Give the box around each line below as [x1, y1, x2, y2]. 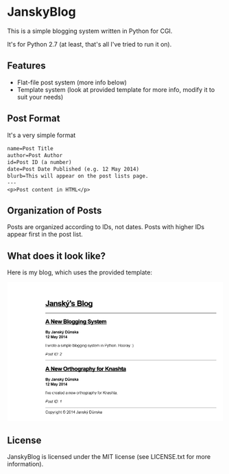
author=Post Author [7, 152, 63, 158]
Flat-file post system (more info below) [16, 78, 127, 86]
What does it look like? [7, 250, 106, 261]
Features [7, 60, 46, 72]
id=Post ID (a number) [7, 158, 72, 165]
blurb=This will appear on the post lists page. [7, 172, 149, 179]
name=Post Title [7, 145, 53, 152]
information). [7, 460, 44, 469]
